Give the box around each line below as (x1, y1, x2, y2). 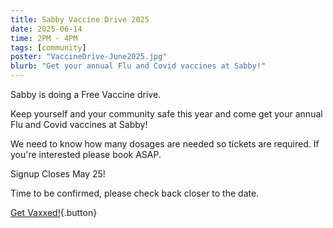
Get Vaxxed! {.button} (10, 207, 98, 218)
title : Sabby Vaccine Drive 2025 (10, 14, 150, 25)
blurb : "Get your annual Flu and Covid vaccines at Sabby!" (10, 61, 267, 71)
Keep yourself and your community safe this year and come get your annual (10, 108, 323, 120)
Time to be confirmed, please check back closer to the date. (10, 187, 260, 199)
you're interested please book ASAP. (10, 149, 162, 160)
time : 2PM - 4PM (10, 33, 78, 43)
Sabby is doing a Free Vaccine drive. (10, 89, 162, 100)
